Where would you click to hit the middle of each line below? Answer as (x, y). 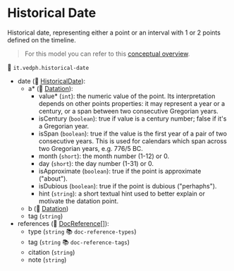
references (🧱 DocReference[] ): (63, 223)
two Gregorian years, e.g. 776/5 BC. (91, 148)
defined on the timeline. (42, 40)
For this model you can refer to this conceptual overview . (107, 54)
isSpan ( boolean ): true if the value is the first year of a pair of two (133, 133)
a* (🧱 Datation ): (50, 88)
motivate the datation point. (78, 201)
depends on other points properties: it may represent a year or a (132, 103)
